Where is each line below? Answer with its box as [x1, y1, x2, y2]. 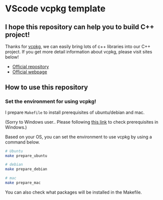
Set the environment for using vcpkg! [5, 98, 96, 105]
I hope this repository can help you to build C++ [5, 23, 155, 31]
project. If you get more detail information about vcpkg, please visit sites [5, 49, 152, 54]
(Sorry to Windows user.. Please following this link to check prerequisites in [5, 119, 159, 125]
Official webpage [12, 69, 47, 75]
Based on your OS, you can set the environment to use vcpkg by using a [5, 134, 152, 140]
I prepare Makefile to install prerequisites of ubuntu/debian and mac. [5, 109, 145, 115]
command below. [5, 139, 41, 145]
